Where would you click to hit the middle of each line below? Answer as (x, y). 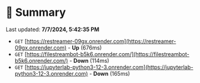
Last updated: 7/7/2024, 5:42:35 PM (53, 29)
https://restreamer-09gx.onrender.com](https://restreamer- (102, 41)
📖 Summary (36, 13)
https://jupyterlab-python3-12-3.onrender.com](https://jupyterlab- (110, 67)
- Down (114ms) (89, 60)
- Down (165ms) (109, 73)
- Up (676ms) (85, 48)
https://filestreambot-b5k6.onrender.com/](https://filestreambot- (108, 54)
